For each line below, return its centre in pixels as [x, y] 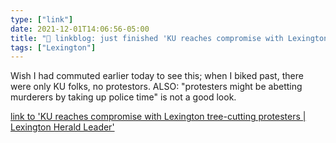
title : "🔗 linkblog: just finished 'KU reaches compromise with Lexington [169, 38]
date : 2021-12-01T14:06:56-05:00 [80, 29]
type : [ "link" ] [42, 19]
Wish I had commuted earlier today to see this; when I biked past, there [157, 76]
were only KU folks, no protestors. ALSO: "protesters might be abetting [156, 87]
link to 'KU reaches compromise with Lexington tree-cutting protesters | [158, 117]
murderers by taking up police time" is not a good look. [123, 97]
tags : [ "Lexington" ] [53, 47]
